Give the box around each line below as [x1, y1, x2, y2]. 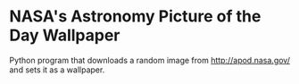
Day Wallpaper [9, 25, 120, 46]
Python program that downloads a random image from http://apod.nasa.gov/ [9, 55, 290, 65]
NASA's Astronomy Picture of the [9, 6, 262, 27]
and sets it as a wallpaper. [9, 64, 105, 75]
